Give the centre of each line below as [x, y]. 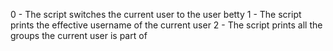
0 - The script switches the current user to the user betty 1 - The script [156, 14]
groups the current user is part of [79, 35]
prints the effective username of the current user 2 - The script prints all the [166, 25]
